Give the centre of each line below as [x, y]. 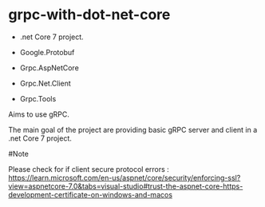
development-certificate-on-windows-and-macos [91, 194]
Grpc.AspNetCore [49, 68]
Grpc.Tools [38, 98]
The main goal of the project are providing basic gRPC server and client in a [133, 129]
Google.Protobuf [47, 52]
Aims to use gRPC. [39, 114]
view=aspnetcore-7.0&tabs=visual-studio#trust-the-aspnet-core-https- [126, 186]
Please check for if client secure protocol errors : [89, 169]
